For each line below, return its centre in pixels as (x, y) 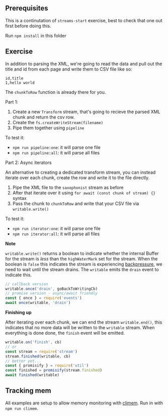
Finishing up (18, 312)
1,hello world (20, 83)
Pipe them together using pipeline (48, 128)
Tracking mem (28, 391)
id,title (14, 78)
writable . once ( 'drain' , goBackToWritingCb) (52, 289)
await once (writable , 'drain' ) (38, 303)
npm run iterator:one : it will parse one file (56, 228)
